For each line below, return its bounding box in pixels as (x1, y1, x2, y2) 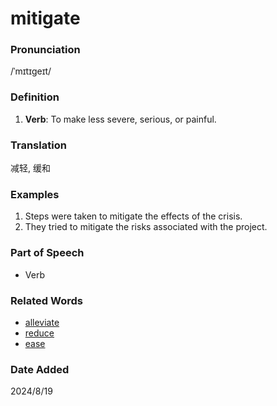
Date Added (10, 362, 70, 376)
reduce (24, 327, 55, 339)
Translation (10, 138, 67, 152)
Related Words (10, 293, 83, 307)
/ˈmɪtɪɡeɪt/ (10, 65, 52, 77)
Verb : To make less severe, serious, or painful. (24, 113, 217, 125)
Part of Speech (10, 246, 85, 260)
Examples (10, 188, 60, 201)
